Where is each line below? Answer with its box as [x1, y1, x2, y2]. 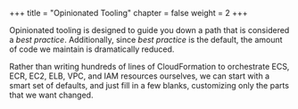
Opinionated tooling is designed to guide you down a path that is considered [9, 25, 290, 35]
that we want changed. [9, 89, 94, 100]
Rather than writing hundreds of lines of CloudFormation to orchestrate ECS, [9, 62, 290, 71]
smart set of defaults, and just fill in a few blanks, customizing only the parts [9, 80, 290, 90]
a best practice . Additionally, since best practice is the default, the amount [9, 35, 283, 45]
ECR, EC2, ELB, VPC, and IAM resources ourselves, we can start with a [9, 71, 270, 81]
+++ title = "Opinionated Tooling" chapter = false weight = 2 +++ [9, 8, 248, 18]
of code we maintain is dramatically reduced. [9, 44, 175, 54]
